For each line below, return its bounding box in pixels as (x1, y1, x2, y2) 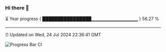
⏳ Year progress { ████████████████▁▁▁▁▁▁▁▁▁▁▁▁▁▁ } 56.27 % (5, 16, 160, 22)
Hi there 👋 (5, 4, 30, 11)
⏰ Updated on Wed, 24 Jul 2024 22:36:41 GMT (5, 32, 101, 38)
